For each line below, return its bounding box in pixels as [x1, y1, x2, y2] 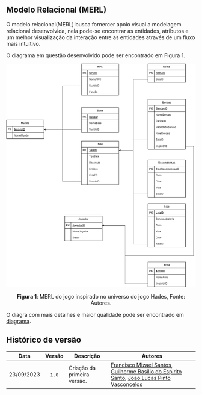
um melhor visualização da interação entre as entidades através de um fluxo [6, 33, 195, 41]
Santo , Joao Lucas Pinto [111, 374, 171, 381]
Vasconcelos [111, 381, 143, 388]
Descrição [74, 352, 100, 360]
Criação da [68, 364, 96, 372]
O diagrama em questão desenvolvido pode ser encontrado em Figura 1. [6, 51, 185, 59]
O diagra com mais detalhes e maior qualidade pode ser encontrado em [6, 311, 185, 319]
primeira [68, 371, 90, 378]
